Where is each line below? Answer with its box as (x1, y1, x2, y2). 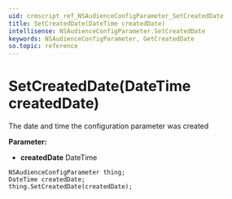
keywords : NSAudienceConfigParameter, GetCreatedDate (8, 34, 195, 43)
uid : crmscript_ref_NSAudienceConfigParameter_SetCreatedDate (8, 11, 224, 20)
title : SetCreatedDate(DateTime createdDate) (8, 19, 165, 28)
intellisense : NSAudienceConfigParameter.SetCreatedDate (8, 27, 206, 35)
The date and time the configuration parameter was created (8, 121, 209, 131)
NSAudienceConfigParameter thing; (8, 168, 126, 177)
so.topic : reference (8, 42, 79, 50)
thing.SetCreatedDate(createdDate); (8, 183, 133, 191)
